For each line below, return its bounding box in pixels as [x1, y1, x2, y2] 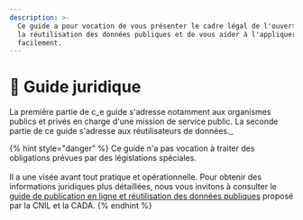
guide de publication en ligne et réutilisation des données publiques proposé [9, 190, 294, 202]
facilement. [17, 38, 63, 48]
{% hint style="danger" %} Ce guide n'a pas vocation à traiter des [9, 143, 255, 154]
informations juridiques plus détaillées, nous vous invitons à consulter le [9, 181, 277, 192]
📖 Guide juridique [9, 77, 142, 97]
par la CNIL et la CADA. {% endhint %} [9, 200, 152, 211]
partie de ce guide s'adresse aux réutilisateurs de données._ [9, 126, 234, 136]
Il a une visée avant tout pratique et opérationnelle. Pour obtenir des [9, 172, 262, 182]
